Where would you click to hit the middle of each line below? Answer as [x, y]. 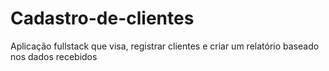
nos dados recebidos [54, 56]
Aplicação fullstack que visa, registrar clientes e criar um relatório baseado [165, 46]
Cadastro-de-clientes [102, 18]
